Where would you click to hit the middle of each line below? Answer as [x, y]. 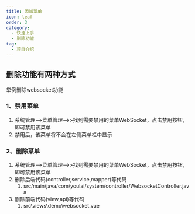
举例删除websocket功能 [35, 90]
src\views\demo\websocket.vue [61, 206]
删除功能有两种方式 [41, 74]
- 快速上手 [23, 33]
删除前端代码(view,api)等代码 [49, 199]
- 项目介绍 [23, 50]
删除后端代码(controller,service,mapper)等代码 [71, 180]
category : [18, 28]
